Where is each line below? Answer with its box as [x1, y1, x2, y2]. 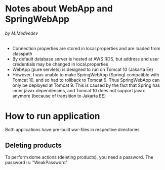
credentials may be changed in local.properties [12, 61, 109, 67]
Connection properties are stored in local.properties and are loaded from [12, 46, 161, 52]
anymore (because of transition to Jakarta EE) [12, 93, 106, 99]
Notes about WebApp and [5, 3, 113, 14]
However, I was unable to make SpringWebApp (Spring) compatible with [12, 72, 160, 78]
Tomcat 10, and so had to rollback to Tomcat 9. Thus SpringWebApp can [12, 77, 160, 83]
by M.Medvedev [5, 30, 39, 36]
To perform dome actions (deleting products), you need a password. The [5, 154, 154, 160]
